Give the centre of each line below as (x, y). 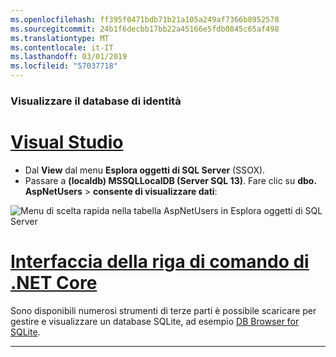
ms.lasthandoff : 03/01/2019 (69, 57)
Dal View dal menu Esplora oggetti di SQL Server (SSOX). (145, 170)
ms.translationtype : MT (60, 38)
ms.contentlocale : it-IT (62, 47)
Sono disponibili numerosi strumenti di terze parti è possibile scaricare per (163, 310)
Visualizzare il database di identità (96, 101)
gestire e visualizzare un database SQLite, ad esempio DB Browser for (155, 321)
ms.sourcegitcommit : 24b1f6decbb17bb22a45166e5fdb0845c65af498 (145, 29)
